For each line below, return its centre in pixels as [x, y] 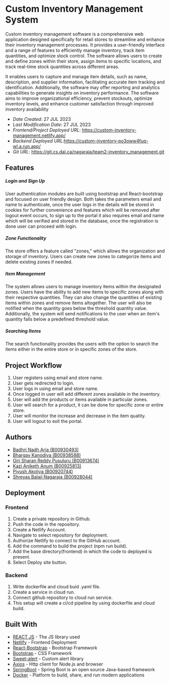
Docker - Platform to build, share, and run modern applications [78, 675]
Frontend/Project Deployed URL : [46, 130]
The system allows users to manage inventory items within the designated [83, 287]
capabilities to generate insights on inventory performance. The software [82, 93]
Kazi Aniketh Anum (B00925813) [47, 466]
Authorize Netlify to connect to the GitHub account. [67, 540]
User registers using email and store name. [58, 378]
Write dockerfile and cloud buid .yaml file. [56, 586]
